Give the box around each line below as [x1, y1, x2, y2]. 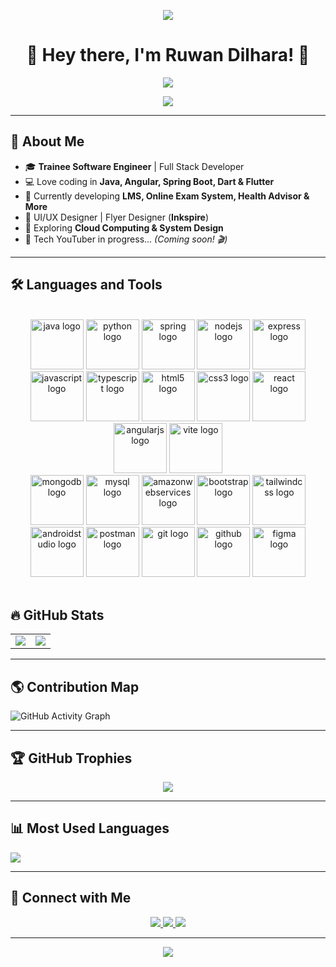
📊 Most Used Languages [10, 820, 170, 837]
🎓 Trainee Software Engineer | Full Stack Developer [24, 160, 245, 172]
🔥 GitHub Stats [10, 606, 105, 624]
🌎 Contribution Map [10, 678, 140, 695]
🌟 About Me [10, 133, 85, 150]
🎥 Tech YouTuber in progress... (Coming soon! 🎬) [24, 233, 228, 245]
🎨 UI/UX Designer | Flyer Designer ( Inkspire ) [24, 211, 210, 223]
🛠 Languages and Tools [10, 276, 163, 294]
